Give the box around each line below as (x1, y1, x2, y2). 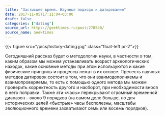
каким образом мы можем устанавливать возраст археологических (5, 58, 149, 64)
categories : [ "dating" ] (5, 21, 54, 26)
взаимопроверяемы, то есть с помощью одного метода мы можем (5, 79, 147, 85)
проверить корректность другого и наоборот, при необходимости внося (5, 85, 158, 90)
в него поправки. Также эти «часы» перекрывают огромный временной (5, 89, 158, 95)
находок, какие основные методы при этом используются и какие (5, 63, 145, 69)
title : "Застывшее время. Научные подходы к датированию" (5, 7, 126, 12)
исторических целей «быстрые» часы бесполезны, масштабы (5, 100, 136, 106)
